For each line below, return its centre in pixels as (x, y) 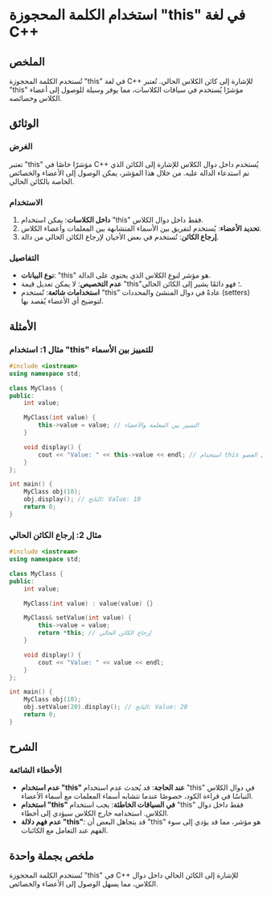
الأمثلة (23, 326)
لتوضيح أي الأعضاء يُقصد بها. (62, 301)
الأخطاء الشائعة (36, 770)
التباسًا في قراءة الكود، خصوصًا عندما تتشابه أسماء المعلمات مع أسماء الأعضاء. (137, 796)
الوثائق (24, 124)
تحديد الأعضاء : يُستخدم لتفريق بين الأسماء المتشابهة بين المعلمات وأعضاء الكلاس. (141, 228)
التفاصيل (24, 257)
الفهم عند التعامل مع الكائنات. (64, 830)
